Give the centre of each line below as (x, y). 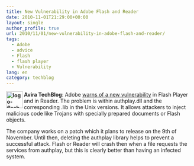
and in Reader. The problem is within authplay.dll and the (93, 101)
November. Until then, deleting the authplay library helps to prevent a (90, 138)
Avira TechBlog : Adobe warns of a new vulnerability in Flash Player (106, 95)
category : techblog (30, 78)
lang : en (17, 72)
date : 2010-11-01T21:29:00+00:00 (47, 17)
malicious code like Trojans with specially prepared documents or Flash (93, 114)
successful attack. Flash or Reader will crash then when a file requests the (97, 144)
